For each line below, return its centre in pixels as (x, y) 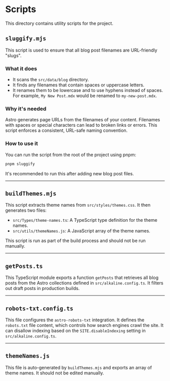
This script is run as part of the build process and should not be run (75, 241)
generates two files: (26, 210)
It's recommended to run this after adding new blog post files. (70, 173)
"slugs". (13, 55)
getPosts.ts (24, 266)
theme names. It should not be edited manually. (55, 373)
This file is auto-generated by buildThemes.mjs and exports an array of (79, 367)
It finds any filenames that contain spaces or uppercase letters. (78, 85)
